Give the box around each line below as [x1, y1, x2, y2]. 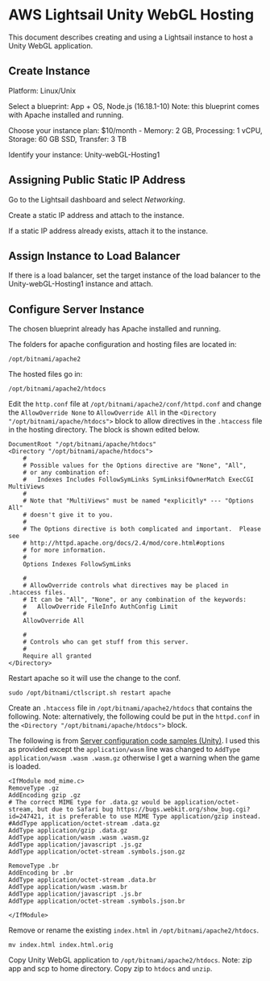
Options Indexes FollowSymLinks [23, 561, 131, 569]
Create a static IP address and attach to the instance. [8, 210, 185, 219]
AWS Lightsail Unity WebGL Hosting [8, 6, 255, 24]
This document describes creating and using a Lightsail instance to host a [8, 32, 254, 42]
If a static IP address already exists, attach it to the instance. [8, 226, 208, 236]
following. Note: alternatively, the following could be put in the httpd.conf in [8, 712, 260, 721]
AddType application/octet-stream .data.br [8, 876, 157, 884]
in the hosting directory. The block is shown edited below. [8, 425, 200, 435]
